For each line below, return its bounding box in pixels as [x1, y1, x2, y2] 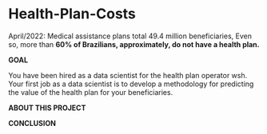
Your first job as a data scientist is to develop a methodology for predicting [8, 79, 254, 89]
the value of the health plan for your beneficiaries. [8, 87, 173, 97]
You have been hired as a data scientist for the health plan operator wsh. [8, 70, 248, 80]
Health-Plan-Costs [8, 5, 136, 23]
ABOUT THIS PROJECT [8, 103, 86, 112]
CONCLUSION [8, 118, 56, 128]
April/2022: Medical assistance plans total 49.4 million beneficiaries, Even [8, 31, 252, 41]
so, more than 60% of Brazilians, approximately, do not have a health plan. [8, 39, 260, 49]
